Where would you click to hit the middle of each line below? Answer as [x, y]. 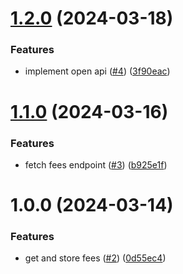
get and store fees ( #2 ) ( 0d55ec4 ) [95, 258]
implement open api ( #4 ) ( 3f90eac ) [97, 71]
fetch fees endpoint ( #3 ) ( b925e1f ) [96, 164]
